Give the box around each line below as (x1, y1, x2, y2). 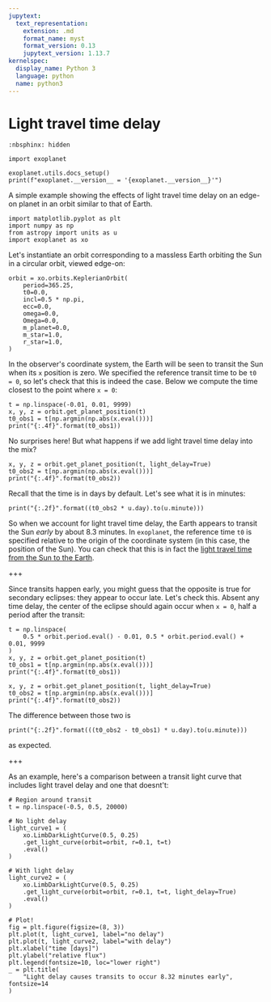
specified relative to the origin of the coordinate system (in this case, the (8, 535, 251, 546)
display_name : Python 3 (15, 65, 95, 73)
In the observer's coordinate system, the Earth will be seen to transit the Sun (8, 359, 264, 369)
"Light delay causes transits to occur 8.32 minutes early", (23, 973, 233, 981)
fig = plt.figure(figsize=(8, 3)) (8, 924, 125, 932)
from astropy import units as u (8, 229, 117, 237)
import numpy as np (8, 222, 74, 230)
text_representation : (15, 19, 89, 27)
